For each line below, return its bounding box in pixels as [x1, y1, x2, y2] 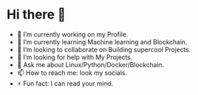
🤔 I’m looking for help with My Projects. [16, 53, 133, 61]
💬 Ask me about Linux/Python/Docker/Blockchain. [16, 60, 164, 69]
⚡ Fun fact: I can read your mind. [16, 79, 114, 88]
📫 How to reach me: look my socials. [16, 68, 127, 77]
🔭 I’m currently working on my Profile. [16, 30, 129, 39]
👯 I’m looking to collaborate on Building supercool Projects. [16, 45, 191, 54]
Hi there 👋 [6, 6, 66, 23]
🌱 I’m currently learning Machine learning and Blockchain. [16, 37, 187, 46]
